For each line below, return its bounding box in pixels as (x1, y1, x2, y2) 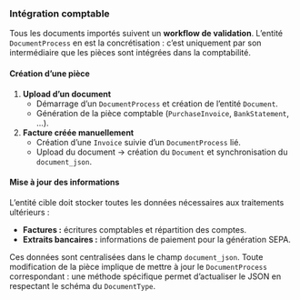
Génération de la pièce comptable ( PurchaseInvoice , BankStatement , (35, 107, 289, 118)
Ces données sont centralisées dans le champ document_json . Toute (9, 251, 264, 262)
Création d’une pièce (9, 67, 91, 79)
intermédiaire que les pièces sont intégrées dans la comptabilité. (9, 47, 252, 58)
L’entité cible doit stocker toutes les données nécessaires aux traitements (9, 196, 285, 207)
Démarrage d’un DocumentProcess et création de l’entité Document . (35, 98, 279, 109)
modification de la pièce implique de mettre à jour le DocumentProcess (9, 261, 268, 272)
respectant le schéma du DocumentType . (9, 280, 156, 291)
